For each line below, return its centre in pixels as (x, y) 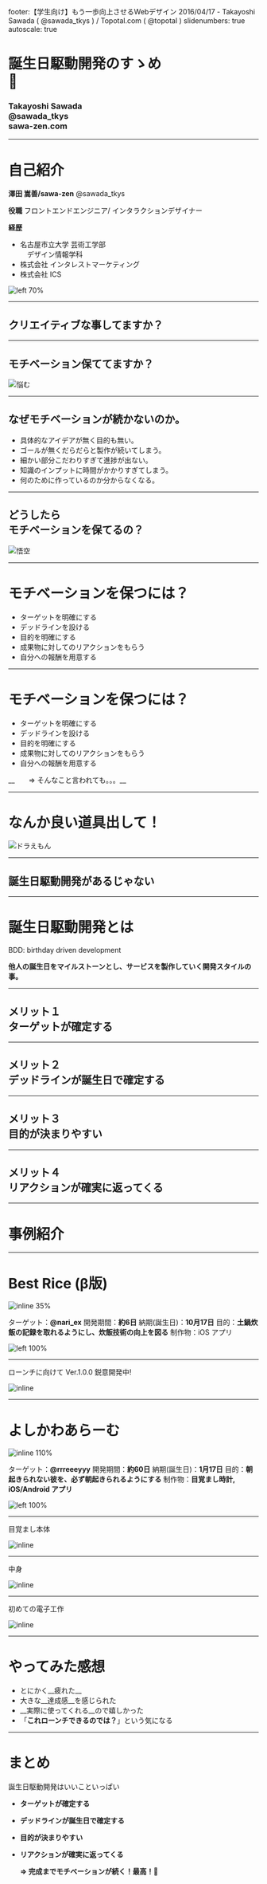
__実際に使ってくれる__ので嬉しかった (82, 1711)
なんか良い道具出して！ (85, 822)
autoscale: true (33, 29)
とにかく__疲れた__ (50, 1691)
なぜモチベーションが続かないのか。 (97, 420)
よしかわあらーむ (64, 1430)
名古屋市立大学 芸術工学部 (62, 245)
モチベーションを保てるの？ (76, 530)
